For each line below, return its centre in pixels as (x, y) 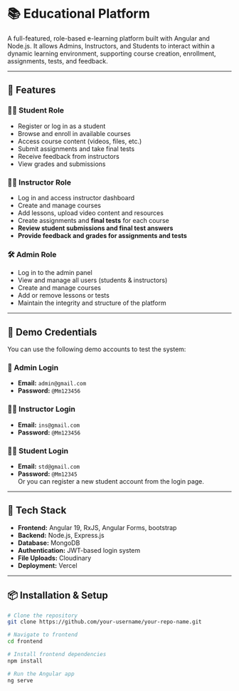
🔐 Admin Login (33, 368)
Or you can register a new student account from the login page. (111, 481)
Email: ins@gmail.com (49, 425)
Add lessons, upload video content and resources (90, 213)
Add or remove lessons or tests (64, 296)
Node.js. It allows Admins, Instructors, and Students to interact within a (111, 46)
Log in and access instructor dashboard (76, 197)
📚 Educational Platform (79, 14)
